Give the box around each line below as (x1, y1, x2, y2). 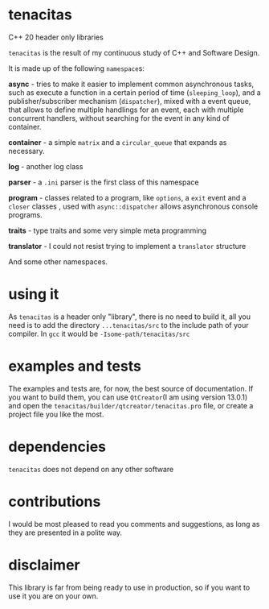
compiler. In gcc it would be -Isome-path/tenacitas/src (8, 329, 190, 338)
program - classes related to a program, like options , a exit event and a (8, 193, 247, 202)
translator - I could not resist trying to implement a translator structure (8, 241, 247, 251)
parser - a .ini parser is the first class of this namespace (8, 177, 199, 187)
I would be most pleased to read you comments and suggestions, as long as (8, 519, 260, 528)
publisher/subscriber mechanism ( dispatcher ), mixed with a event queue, (8, 96, 251, 106)
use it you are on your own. (8, 590, 99, 601)
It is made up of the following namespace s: (8, 63, 145, 73)
